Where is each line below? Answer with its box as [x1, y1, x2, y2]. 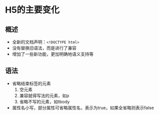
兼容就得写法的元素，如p [19, 93, 70, 99]
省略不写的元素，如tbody [19, 99, 70, 104]
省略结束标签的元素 [12, 81, 51, 86]
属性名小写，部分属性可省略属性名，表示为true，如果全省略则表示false [12, 105, 154, 111]
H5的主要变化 [5, 4, 60, 16]
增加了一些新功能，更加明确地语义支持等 [12, 51, 94, 57]
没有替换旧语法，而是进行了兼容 [12, 45, 77, 51]
